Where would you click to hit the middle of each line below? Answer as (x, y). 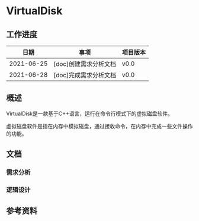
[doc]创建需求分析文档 (85, 64)
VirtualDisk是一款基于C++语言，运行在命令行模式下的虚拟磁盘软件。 (89, 113)
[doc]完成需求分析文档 (85, 75)
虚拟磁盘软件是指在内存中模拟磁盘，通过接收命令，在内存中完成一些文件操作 (99, 126)
